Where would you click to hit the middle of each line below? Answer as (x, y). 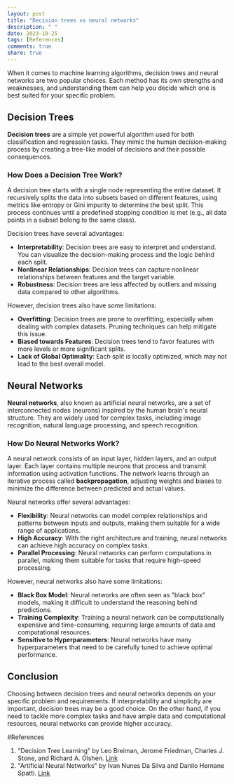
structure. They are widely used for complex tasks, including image (104, 418)
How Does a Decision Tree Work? (65, 175)
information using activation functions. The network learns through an (108, 474)
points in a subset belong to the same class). (72, 220)
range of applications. (49, 531)
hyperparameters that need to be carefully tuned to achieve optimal (115, 647)
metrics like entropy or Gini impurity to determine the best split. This (105, 205)
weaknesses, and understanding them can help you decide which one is (111, 88)
